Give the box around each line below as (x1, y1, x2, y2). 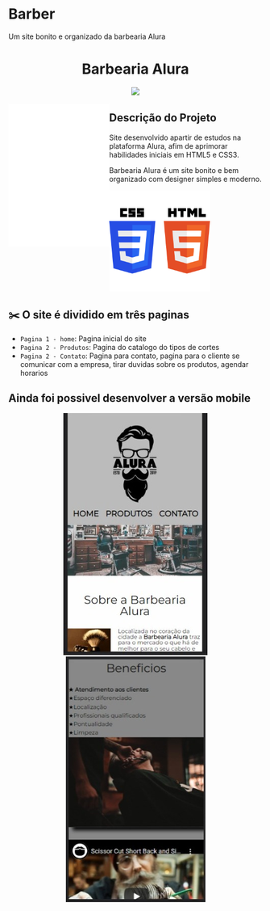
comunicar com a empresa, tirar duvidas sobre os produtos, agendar (19, 359, 249, 369)
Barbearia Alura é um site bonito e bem (109, 165, 239, 175)
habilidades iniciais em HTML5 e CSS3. (109, 150, 239, 159)
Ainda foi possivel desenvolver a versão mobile (8, 391, 251, 405)
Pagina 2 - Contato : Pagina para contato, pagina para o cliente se (19, 351, 240, 361)
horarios (19, 368, 48, 377)
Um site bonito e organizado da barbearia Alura (8, 32, 166, 41)
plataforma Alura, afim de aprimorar (109, 141, 228, 150)
